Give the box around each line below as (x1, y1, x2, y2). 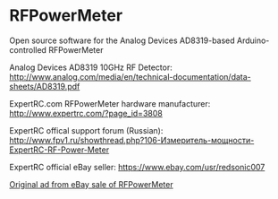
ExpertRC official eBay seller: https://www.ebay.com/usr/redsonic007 (9, 161, 265, 172)
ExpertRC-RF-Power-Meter (9, 144, 110, 155)
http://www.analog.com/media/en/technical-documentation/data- (9, 71, 252, 82)
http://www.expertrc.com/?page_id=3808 (9, 108, 163, 118)
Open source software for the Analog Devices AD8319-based (9, 35, 235, 46)
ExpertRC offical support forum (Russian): (9, 125, 164, 135)
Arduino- (236, 35, 270, 46)
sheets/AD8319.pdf (9, 81, 80, 91)
